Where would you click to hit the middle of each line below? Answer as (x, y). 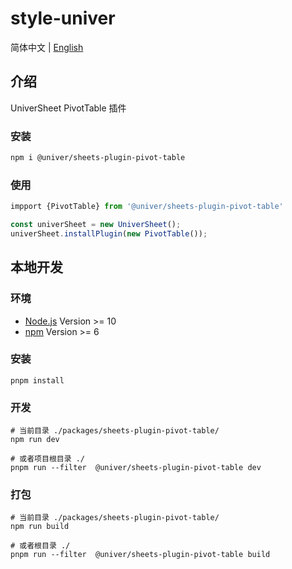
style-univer (63, 18)
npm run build (40, 527)
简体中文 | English (47, 47)
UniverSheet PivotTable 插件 (68, 108)
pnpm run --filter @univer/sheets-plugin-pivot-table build (140, 555)
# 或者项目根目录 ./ (48, 459)
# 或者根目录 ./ (40, 546)
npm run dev (35, 440)
